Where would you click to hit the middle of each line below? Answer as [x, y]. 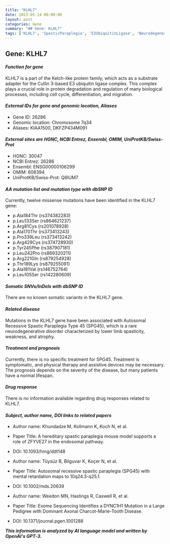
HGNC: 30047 [27, 156]
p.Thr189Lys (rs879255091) [41, 264]
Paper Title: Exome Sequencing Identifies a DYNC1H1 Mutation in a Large [89, 506]
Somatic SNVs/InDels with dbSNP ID [44, 286]
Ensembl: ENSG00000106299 [44, 167]
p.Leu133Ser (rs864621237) [42, 221]
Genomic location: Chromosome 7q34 [52, 122]
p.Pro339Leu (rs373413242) [42, 237]
